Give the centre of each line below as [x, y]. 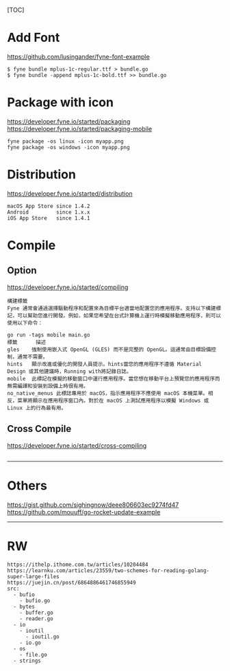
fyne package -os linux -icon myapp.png [66, 141]
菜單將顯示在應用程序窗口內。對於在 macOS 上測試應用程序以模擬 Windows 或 [113, 400]
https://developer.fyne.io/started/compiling [68, 287]
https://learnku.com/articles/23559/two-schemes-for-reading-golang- [108, 570]
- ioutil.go [42, 637]
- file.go [34, 655]
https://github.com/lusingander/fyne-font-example [78, 56]
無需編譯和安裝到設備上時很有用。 [48, 386]
